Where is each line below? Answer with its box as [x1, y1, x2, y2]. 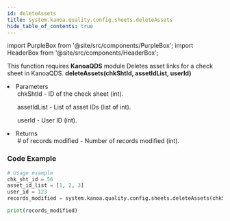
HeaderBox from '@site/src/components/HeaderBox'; [7, 49, 159, 57]
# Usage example [7, 169, 53, 177]
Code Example [7, 154, 57, 164]
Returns [16, 129, 38, 138]
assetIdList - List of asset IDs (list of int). [16, 103, 131, 112]
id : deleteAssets [7, 10, 57, 17]
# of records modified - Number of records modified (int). [16, 137, 180, 145]
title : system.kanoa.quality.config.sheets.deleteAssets [7, 16, 173, 23]
